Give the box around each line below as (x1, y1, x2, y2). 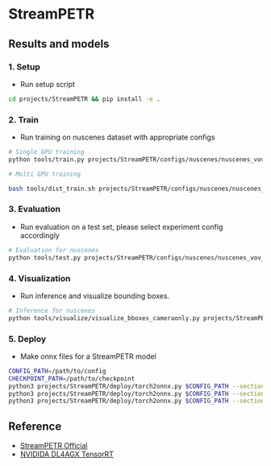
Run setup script (19, 79, 75, 89)
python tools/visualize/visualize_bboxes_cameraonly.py (8, 314, 200, 322)
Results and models (8, 37, 110, 51)
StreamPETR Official (19, 441, 88, 451)
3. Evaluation (8, 203, 60, 214)
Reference (8, 419, 62, 433)
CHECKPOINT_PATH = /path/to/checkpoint (8, 374, 135, 383)
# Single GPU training (8, 148, 85, 156)
